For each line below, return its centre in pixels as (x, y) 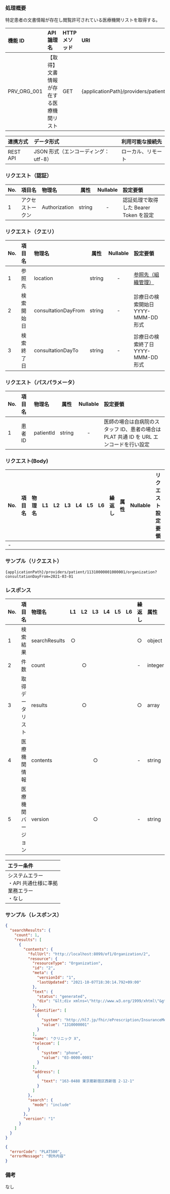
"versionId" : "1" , (56, 978)
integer (156, 665)
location (43, 278)
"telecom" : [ (46, 1043)
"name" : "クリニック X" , (56, 1039)
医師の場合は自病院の (129, 422)
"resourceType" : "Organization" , (67, 963)
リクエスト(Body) (27, 461)
